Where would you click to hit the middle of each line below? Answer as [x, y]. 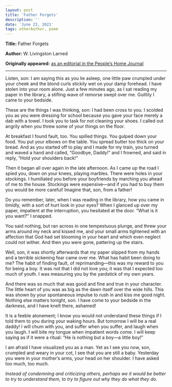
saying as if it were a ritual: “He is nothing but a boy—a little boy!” [74, 338]
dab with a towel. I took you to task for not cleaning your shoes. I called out [84, 121]
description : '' [23, 19]
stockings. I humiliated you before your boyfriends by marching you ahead [84, 179]
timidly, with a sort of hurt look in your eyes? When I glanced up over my [81, 205]
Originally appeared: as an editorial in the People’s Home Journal [74, 64]
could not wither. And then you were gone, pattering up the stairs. [75, 242]
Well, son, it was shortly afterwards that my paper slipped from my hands [82, 252]
